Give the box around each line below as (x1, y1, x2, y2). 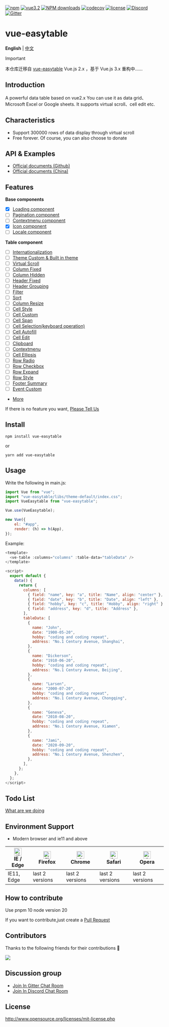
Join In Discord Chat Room (12, 988, 68, 994)
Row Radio (12, 357, 35, 364)
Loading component (12, 206, 54, 212)
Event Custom (12, 386, 42, 392)
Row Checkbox (12, 363, 44, 369)
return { (18, 583, 37, 588)
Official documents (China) (12, 168, 69, 174)
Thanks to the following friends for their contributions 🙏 (5, 945, 120, 951)
